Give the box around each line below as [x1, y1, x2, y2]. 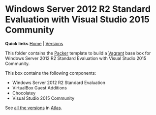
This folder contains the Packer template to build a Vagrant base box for [5, 50, 151, 56]
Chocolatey [12, 90, 36, 96]
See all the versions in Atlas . [5, 105, 62, 111]
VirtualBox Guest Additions [12, 85, 67, 90]
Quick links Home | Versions [5, 40, 63, 46]
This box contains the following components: [5, 70, 96, 76]
